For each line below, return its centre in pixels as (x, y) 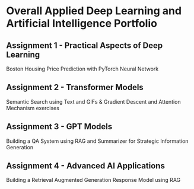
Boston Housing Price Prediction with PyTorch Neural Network (82, 69)
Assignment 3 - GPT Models (59, 126)
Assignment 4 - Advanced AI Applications (85, 166)
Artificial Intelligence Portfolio (82, 23)
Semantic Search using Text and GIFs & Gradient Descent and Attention (93, 101)
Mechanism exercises (33, 108)
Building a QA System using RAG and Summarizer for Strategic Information (97, 141)
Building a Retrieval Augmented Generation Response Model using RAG (93, 180)
